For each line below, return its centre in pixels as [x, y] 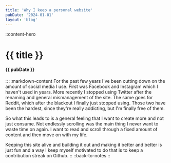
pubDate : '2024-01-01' [30, 15]
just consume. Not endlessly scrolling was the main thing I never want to [82, 123]
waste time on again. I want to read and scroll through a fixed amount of [81, 129]
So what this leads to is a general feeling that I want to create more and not [85, 118]
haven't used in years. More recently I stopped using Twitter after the [79, 92]
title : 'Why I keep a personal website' [49, 10]
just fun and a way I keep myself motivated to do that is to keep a [74, 150]
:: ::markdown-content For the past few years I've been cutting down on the [85, 81]
